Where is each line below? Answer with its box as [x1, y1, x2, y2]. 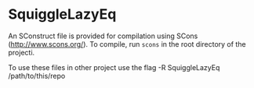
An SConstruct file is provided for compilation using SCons [8, 31, 198, 40]
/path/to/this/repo [8, 71, 66, 80]
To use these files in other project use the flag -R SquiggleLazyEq [8, 62, 220, 72]
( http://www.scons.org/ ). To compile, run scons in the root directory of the [8, 39, 246, 48]
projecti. [8, 48, 35, 57]
